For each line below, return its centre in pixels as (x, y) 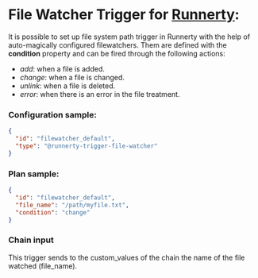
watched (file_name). (43, 266)
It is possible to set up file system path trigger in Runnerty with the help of (129, 37)
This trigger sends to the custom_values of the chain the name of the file (127, 257)
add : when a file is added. (62, 68)
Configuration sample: (52, 114)
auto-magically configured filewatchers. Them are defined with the (118, 44)
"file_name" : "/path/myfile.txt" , (72, 205)
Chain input (31, 240)
